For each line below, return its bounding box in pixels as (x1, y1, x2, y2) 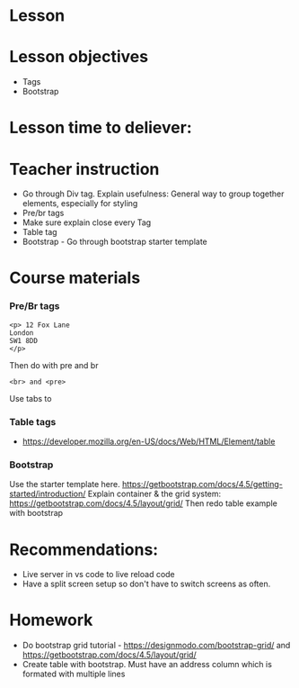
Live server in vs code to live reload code (22, 569, 175, 580)
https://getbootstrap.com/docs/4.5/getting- (121, 479, 283, 490)
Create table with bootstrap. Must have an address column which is (22, 659, 272, 670)
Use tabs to (9, 393, 52, 403)
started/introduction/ (9, 488, 86, 500)
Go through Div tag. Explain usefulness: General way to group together (22, 188, 285, 199)
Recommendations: (9, 539, 159, 559)
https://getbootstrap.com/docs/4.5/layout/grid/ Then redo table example (9, 498, 278, 509)
